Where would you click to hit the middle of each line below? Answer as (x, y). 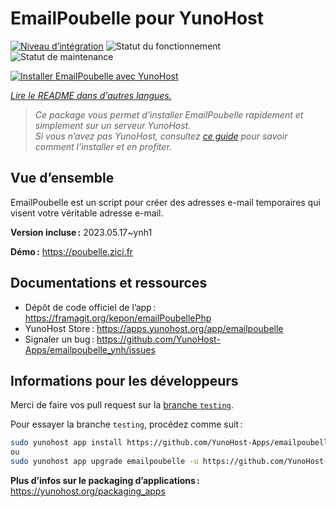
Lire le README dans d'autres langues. (91, 95)
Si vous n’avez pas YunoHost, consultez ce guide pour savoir (161, 136)
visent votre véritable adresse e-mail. (87, 213)
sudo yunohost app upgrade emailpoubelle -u (104, 462)
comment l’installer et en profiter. (103, 146)
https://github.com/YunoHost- (158, 339)
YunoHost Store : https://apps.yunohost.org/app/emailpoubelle (154, 328)
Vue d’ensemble (62, 178)
